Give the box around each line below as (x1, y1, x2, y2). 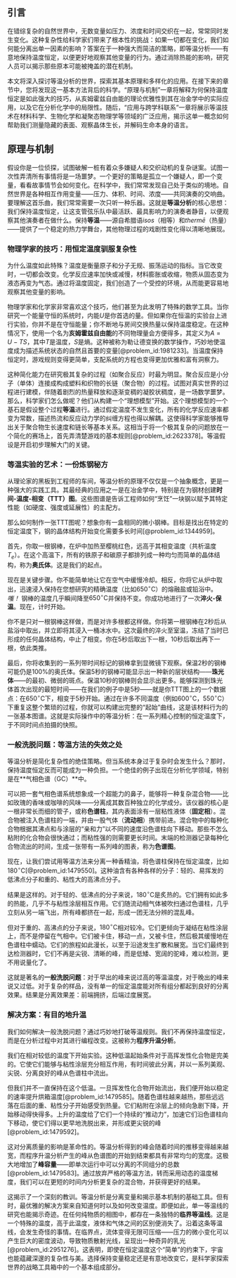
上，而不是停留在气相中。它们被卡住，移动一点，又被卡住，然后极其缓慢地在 (7, 932, 229, 940)
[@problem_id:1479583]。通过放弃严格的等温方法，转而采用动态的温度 (7, 1168, 212, 1177)
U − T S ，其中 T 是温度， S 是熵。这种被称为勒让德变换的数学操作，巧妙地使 (7, 337, 220, 346)
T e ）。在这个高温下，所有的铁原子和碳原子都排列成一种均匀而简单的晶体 (7, 551, 214, 561)
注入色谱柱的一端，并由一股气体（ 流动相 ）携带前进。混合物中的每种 (25, 816, 223, 824)
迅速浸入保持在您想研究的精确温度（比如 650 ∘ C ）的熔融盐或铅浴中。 (19, 584, 218, 593)
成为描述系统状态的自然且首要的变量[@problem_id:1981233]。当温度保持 (13, 346, 223, 355)
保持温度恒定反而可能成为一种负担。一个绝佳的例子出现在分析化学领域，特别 (7, 766, 229, 774)
